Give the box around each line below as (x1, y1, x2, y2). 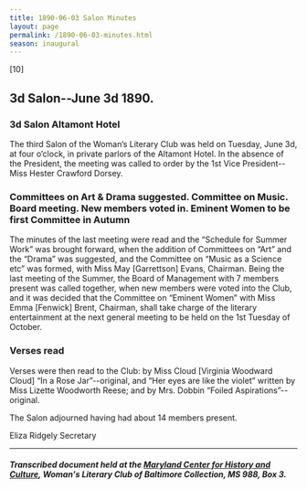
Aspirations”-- (235, 385, 289, 396)
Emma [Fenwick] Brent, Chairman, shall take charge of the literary (9, 303, 258, 314)
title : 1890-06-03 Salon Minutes (9, 13, 137, 23)
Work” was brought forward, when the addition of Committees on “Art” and (9, 244, 292, 255)
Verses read (9, 345, 65, 357)
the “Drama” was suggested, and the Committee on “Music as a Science (9, 253, 282, 265)
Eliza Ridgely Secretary (9, 430, 97, 441)
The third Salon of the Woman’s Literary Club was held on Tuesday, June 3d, (9, 138, 298, 149)
